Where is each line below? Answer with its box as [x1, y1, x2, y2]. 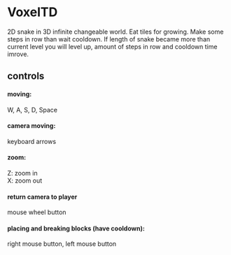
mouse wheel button [7, 208, 66, 216]
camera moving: [7, 122, 56, 130]
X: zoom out [7, 176, 43, 185]
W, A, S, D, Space [7, 105, 58, 114]
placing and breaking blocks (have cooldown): [7, 224, 145, 233]
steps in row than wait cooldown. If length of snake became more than [7, 34, 211, 43]
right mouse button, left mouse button [7, 240, 117, 248]
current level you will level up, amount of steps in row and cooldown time [7, 42, 218, 51]
